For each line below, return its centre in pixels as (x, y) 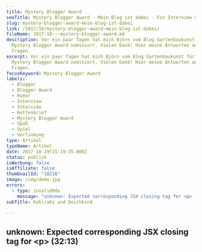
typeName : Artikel (29, 146)
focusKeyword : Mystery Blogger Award (54, 73)
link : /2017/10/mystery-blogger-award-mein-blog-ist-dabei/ (83, 29)
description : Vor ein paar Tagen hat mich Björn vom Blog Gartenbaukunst (101, 40)
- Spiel (21, 129)
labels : (16, 79)
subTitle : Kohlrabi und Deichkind (50, 202)
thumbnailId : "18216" (33, 174)
